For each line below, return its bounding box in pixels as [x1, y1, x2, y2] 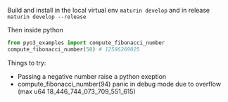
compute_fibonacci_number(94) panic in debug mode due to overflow [17, 79, 222, 88]
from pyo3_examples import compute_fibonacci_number [7, 39, 165, 46]
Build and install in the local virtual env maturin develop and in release [7, 6, 210, 14]
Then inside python [7, 26, 63, 34]
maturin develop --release [7, 13, 87, 20]
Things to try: [7, 58, 46, 67]
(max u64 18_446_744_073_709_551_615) [17, 87, 136, 96]
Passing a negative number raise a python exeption [17, 72, 167, 80]
